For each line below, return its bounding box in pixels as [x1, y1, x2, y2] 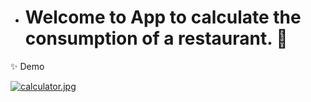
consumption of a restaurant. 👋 [24, 27, 288, 50]
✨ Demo [10, 60, 45, 72]
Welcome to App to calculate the [24, 6, 302, 29]
